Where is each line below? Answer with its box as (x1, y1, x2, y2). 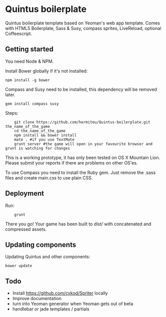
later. (5, 91, 16, 98)
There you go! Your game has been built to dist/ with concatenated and (5, 221, 152, 227)
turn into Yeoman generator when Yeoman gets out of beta (12, 301, 134, 307)
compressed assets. (5, 226, 47, 232)
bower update (5, 263, 32, 269)
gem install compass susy (5, 101, 59, 106)
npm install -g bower (5, 77, 50, 83)
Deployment (5, 189, 44, 198)
